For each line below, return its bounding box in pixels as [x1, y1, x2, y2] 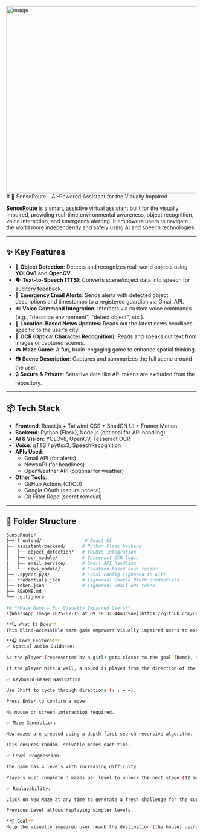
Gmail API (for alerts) [24, 454, 77, 462]
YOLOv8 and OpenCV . [14, 269, 72, 276]
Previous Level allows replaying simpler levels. [6, 808, 134, 814]
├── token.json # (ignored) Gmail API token [6, 583, 155, 589]
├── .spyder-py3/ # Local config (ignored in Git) [6, 572, 166, 578]
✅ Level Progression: [6, 753, 62, 759]
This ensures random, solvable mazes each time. [6, 742, 131, 748]
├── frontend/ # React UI [6, 538, 112, 544]
